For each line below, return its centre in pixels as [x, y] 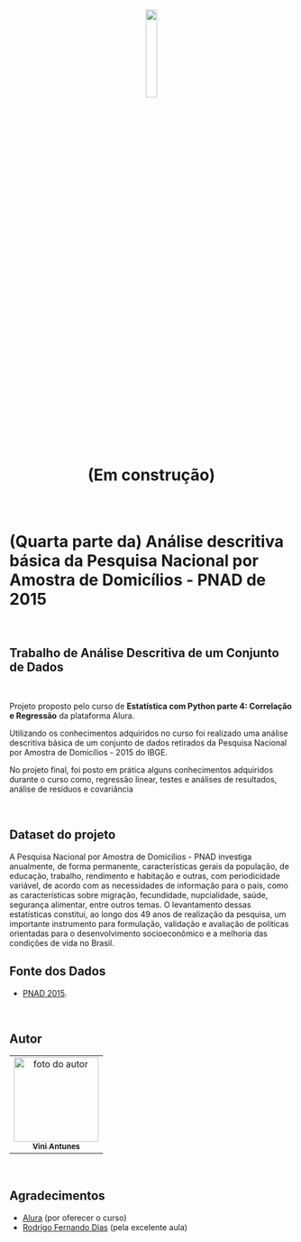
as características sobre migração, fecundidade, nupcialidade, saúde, [139, 894]
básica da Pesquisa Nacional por [134, 561]
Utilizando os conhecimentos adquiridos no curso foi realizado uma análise [149, 733]
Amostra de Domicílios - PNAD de [137, 580]
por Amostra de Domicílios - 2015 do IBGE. [89, 752]
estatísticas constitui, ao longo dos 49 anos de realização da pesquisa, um [148, 914]
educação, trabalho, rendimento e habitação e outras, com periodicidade [145, 876]
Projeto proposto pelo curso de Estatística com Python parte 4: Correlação [151, 706]
